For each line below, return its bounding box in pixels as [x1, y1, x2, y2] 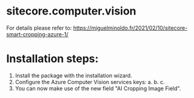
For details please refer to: [6, 24, 72, 31]
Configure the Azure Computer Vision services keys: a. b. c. [15, 78, 165, 85]
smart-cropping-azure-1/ [6, 30, 69, 38]
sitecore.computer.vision [6, 4, 136, 18]
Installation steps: [6, 52, 99, 66]
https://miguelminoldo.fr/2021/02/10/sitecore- [73, 24, 188, 31]
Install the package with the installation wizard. [15, 71, 132, 79]
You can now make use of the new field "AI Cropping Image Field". [15, 85, 181, 92]
